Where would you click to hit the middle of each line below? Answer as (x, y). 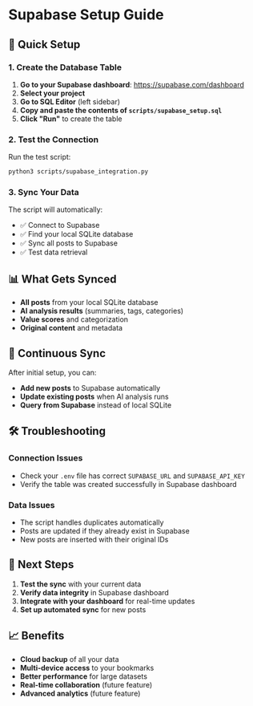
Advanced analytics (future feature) (80, 693)
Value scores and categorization (74, 319)
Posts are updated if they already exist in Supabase (104, 530)
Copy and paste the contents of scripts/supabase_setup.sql (121, 110)
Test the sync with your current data (80, 584)
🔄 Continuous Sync (57, 353)
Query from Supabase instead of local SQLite (96, 405)
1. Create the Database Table (65, 67)
